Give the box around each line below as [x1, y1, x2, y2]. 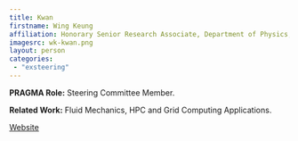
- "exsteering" [12, 63, 69, 72]
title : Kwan [9, 12, 53, 22]
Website [9, 121, 40, 132]
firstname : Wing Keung [9, 21, 93, 30]
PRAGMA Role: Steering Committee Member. [9, 87, 175, 98]
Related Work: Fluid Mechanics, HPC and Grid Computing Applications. [9, 104, 272, 115]
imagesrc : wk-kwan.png [9, 37, 93, 47]
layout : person [9, 46, 66, 55]
